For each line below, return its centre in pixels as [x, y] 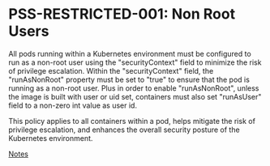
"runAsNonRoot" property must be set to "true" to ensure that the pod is [129, 79]
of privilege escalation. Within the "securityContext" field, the [111, 70]
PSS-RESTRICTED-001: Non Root [122, 14]
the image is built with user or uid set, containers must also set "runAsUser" [135, 96]
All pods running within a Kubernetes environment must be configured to [130, 53]
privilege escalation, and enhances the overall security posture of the [124, 130]
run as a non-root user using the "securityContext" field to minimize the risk [135, 62]
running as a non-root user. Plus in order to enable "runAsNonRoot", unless [134, 88]
